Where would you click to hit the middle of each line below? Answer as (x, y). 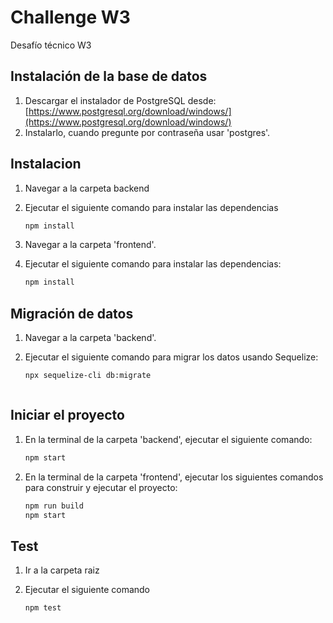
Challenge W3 (70, 17)
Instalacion (46, 164)
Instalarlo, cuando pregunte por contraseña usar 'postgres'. (147, 132)
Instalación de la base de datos (109, 76)
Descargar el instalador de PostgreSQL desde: (120, 100)
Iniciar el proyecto (67, 415)
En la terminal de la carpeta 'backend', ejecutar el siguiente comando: (168, 439)
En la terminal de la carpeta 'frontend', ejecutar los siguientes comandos (174, 477)
